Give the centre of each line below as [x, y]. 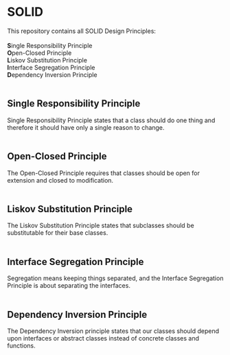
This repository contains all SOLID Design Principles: [82, 31]
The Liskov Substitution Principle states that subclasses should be [101, 226]
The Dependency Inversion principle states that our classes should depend [113, 331]
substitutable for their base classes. [58, 233]
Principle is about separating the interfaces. [69, 286]
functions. [21, 345]
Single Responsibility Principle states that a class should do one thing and [111, 120]
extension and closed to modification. [60, 180]
